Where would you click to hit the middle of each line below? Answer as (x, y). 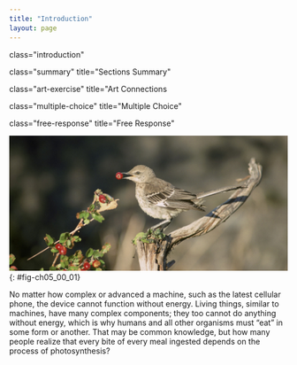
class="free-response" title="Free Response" (92, 123)
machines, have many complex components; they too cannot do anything (143, 313)
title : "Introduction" (51, 19)
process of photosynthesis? (60, 351)
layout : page (33, 28)
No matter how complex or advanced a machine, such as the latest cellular (145, 294)
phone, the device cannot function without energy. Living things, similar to (145, 303)
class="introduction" (47, 54)
